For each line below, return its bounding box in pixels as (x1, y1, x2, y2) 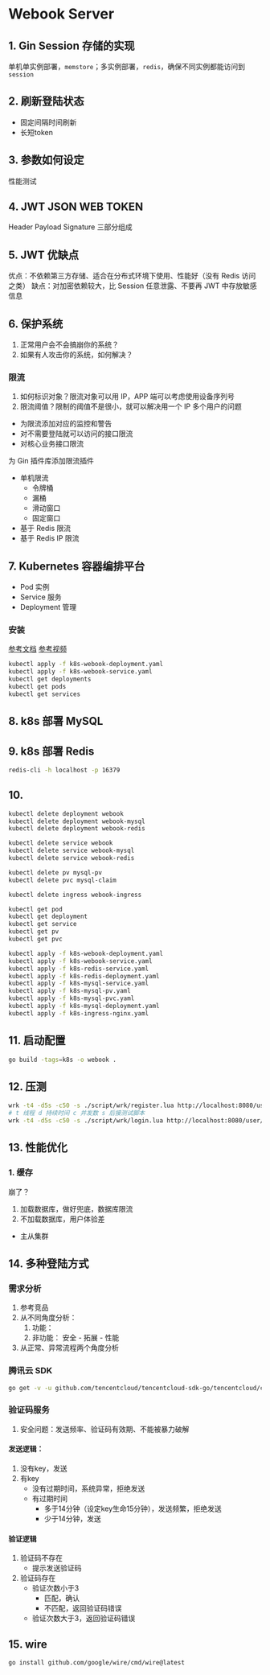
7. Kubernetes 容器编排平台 (8, 559, 145, 573)
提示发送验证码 (31, 1563, 82, 1573)
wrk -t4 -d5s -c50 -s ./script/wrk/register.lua (8, 1101, 174, 1110)
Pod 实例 (19, 582, 50, 592)
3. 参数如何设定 (8, 154, 84, 167)
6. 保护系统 (8, 317, 63, 331)
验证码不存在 (19, 1554, 63, 1563)
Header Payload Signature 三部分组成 (8, 222, 133, 232)
